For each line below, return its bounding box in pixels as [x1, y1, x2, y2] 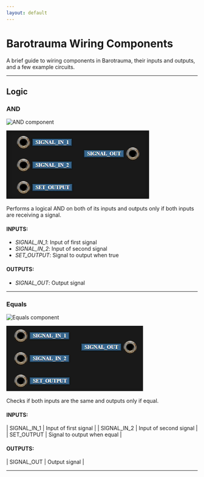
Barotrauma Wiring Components [6, 36, 174, 50]
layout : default [6, 10, 47, 16]
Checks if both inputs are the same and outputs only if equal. [6, 397, 159, 404]
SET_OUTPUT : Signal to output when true [15, 252, 120, 259]
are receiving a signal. [6, 211, 62, 218]
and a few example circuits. [6, 63, 75, 70]
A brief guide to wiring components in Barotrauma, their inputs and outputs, [6, 56, 195, 64]
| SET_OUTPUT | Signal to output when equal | [6, 431, 122, 438]
